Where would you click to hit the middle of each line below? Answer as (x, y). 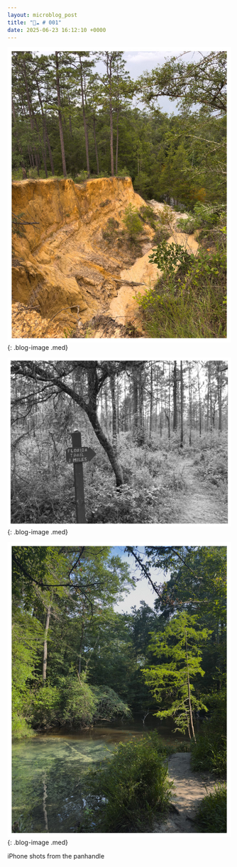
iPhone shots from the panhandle (56, 856)
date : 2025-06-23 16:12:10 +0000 (57, 30)
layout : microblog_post (43, 15)
